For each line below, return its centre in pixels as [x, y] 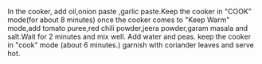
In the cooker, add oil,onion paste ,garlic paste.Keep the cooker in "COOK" [130, 11]
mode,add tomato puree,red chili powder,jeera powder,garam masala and [128, 28]
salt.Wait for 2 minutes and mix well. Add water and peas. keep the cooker [129, 36]
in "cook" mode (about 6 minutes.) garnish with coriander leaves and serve [131, 45]
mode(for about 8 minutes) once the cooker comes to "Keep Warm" [119, 20]
